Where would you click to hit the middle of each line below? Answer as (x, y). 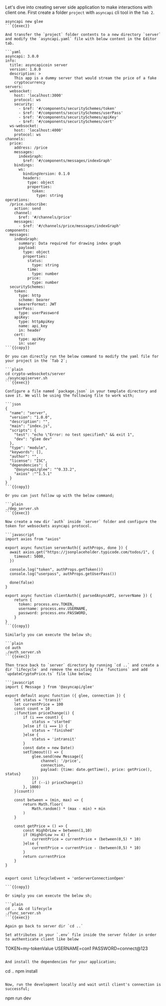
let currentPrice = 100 (39, 704)
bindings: (24, 165)
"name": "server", (29, 413)
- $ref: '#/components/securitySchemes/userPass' (71, 113)
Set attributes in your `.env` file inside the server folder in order (81, 935)
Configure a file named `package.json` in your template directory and (81, 391)
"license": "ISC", (29, 461)
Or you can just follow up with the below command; (60, 496)
